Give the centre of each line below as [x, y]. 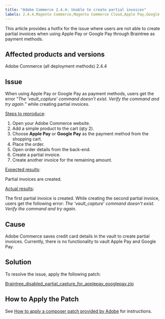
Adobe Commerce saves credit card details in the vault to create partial [77, 236]
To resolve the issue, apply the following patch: [53, 274]
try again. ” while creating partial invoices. [47, 104]
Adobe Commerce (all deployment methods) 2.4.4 [56, 66]
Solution [18, 262]
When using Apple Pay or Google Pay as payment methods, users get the [80, 94]
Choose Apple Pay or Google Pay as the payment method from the [80, 134]
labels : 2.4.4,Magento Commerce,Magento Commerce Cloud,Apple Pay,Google [82, 14]
